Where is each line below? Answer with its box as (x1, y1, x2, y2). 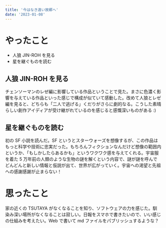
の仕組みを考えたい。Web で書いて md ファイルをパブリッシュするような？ (5, 218, 160, 224)
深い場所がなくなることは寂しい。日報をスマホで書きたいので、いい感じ (13, 212, 162, 217)
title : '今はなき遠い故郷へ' (5, 7, 58, 12)
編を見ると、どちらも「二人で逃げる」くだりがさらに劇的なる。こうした (5, 101, 153, 107)
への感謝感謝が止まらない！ (5, 169, 62, 175)
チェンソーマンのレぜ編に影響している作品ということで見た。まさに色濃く (5, 89, 157, 95)
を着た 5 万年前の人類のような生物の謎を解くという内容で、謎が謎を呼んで (5, 156, 158, 162)
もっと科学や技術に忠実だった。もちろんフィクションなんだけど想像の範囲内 (5, 144, 162, 150)
